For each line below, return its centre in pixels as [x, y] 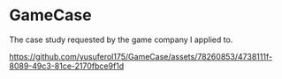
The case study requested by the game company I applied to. [121, 39]
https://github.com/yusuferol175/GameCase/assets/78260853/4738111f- [141, 56]
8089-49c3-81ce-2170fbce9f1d [67, 66]
